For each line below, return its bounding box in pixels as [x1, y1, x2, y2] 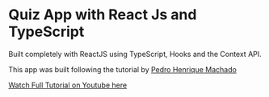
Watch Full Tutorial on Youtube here [8, 80, 128, 90]
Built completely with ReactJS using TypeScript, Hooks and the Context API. [8, 49, 263, 59]
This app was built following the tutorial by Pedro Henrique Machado [8, 64, 237, 74]
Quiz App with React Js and [8, 6, 197, 24]
